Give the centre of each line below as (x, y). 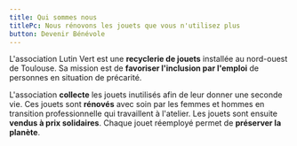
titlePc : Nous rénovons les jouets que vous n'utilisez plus (125, 26)
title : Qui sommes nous (53, 17)
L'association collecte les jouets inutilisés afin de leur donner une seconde (146, 95)
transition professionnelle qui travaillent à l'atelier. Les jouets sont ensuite (144, 114)
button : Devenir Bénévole (57, 34)
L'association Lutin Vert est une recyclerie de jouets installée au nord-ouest (148, 59)
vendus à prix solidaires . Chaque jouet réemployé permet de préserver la (145, 123)
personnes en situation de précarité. (76, 78)
